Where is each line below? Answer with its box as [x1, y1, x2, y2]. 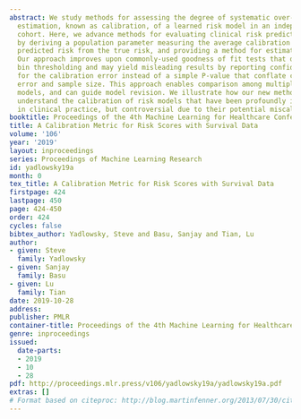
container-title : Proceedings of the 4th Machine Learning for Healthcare [9, 321, 295, 330]
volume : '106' [9, 130, 63, 139]
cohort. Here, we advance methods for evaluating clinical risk [17, 30, 262, 38]
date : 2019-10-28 [9, 296, 74, 305]
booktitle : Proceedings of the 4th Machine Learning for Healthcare [9, 113, 271, 122]
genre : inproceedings [9, 329, 90, 338]
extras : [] [9, 388, 50, 397]
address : [9, 304, 42, 313]
